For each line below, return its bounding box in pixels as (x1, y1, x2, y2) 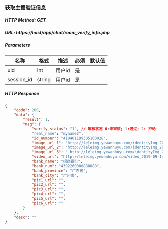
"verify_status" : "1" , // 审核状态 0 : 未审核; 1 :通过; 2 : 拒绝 (31, 126, 156, 131)
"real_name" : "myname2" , (31, 131, 84, 136)
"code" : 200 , (14, 108, 41, 113)
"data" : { (14, 112, 35, 118)
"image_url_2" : (31, 145, 64, 150)
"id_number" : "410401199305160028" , (31, 136, 108, 141)
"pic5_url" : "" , (31, 196, 66, 201)
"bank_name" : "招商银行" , (31, 159, 83, 164)
